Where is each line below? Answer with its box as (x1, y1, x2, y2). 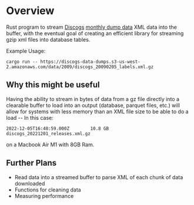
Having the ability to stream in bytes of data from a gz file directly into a (6, 95, 180, 102)
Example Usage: (6, 47, 46, 54)
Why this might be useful (6, 80, 100, 90)
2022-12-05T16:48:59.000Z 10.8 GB (6, 125, 109, 132)
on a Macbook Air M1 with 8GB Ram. (6, 141, 95, 148)
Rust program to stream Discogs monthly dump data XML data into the (6, 23, 178, 31)
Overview (6, 4, 55, 18)
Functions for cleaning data (14, 186, 81, 193)
